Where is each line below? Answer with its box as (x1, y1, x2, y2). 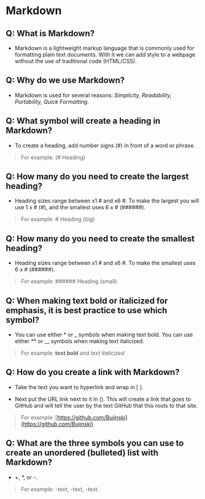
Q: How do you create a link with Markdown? (6, 367, 180, 377)
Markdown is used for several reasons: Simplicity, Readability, (14, 91, 172, 99)
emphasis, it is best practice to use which (6, 305, 168, 315)
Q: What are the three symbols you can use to (6, 438, 184, 449)
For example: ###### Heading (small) (20, 277, 117, 285)
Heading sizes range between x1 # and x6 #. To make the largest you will (14, 197, 199, 204)
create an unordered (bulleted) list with (6, 447, 159, 458)
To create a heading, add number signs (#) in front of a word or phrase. (14, 142, 196, 149)
